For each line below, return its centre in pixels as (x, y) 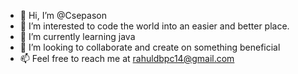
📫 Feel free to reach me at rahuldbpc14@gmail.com (127, 58)
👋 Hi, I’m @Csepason (63, 15)
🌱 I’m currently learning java (77, 36)
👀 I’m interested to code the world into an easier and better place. (154, 26)
